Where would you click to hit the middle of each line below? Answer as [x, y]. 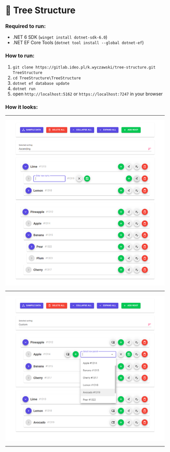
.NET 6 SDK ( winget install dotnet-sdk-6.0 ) [60, 37]
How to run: [20, 56]
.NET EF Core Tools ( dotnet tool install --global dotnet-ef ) [78, 43]
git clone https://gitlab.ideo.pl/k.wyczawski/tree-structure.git [84, 67]
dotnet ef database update [41, 83]
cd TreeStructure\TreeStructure [47, 78]
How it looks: [22, 107]
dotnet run [24, 89]
